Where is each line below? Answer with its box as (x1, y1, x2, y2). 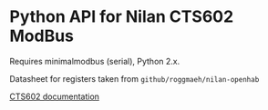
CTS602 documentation (9, 91, 100, 102)
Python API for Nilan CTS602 (9, 6, 234, 27)
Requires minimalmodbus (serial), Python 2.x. (9, 55, 180, 66)
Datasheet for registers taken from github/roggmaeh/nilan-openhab (9, 73, 260, 84)
